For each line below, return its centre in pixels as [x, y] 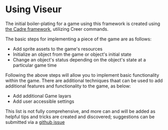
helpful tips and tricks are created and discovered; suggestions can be [80, 117]
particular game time [35, 65]
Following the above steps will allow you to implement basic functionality [82, 75]
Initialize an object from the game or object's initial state [72, 54]
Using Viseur [34, 9]
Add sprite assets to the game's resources [58, 49]
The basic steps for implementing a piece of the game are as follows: [78, 39]
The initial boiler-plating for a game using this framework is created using [83, 24]
